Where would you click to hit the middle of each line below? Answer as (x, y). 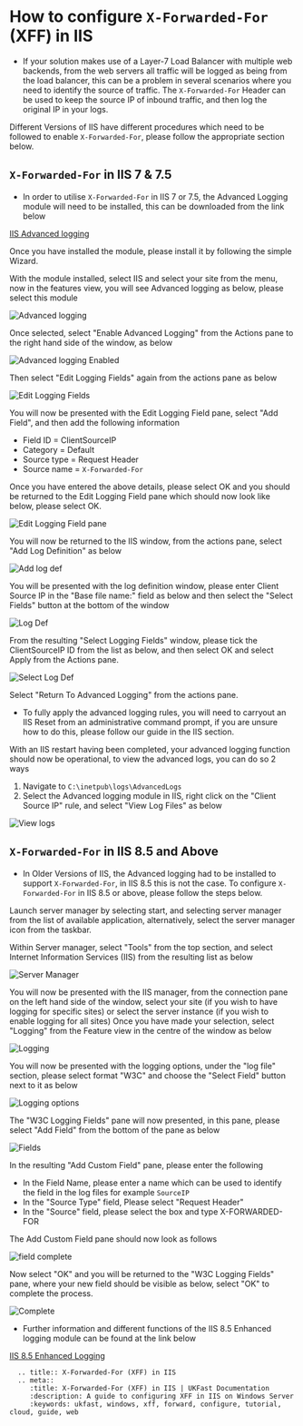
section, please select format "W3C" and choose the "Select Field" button (148, 1075)
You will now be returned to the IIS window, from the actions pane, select (146, 541)
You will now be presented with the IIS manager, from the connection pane (149, 992)
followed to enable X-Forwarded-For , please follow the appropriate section (147, 136)
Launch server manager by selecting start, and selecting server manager (146, 910)
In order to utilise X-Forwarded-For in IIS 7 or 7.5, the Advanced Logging (155, 196)
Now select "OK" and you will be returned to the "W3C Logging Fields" (142, 1274)
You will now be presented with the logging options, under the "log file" (143, 1066)
